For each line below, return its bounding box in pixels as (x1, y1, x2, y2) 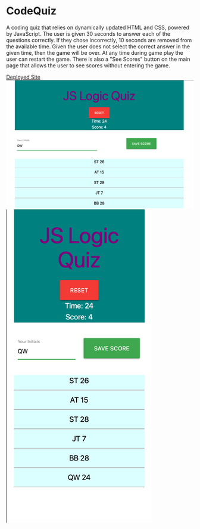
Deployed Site (6, 73, 40, 80)
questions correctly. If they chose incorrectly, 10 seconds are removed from (6, 36, 192, 43)
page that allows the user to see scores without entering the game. (6, 61, 171, 69)
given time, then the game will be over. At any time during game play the (6, 49, 183, 56)
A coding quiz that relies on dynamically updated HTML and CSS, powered (6, 24, 189, 31)
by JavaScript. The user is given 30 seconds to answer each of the (6, 30, 171, 37)
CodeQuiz (6, 4, 57, 18)
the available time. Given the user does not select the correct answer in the (6, 43, 190, 50)
